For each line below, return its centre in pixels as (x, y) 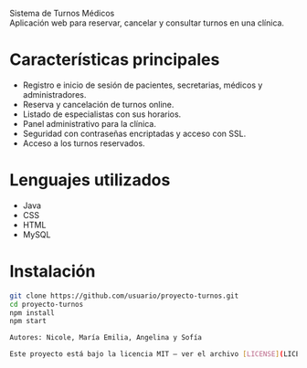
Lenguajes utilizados (90, 180)
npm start (28, 321)
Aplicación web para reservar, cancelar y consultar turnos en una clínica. (147, 23)
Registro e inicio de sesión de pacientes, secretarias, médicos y (143, 85)
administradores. (54, 94)
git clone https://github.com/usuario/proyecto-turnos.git (124, 296)
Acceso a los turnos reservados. (84, 143)
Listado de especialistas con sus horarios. (102, 114)
